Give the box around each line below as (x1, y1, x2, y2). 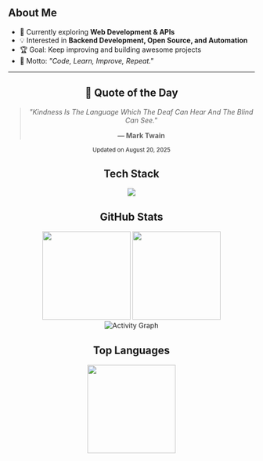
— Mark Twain (117, 130, 166, 140)
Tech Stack (103, 167, 160, 181)
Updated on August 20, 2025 (92, 145, 171, 154)
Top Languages (92, 343, 171, 357)
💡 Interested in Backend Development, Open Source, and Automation (19, 35, 248, 45)
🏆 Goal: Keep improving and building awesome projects (19, 45, 202, 54)
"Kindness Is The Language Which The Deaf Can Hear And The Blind (29, 107, 254, 116)
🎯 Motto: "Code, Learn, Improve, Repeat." (19, 56, 154, 65)
